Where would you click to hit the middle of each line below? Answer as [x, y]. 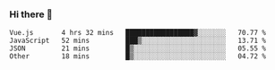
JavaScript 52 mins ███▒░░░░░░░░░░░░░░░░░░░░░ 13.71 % [138, 41]
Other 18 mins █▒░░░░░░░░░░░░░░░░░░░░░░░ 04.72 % [138, 57]
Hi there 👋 [31, 14]
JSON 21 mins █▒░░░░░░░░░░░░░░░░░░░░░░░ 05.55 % [138, 48]
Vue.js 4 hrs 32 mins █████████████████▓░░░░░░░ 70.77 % [138, 33]
